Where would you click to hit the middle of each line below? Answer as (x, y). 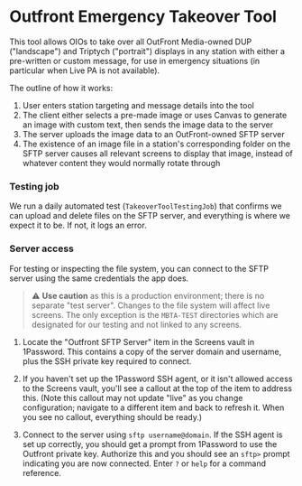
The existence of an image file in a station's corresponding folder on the (156, 144)
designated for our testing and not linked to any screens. (137, 324)
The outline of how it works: (61, 88)
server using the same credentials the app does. (99, 278)
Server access (41, 248)
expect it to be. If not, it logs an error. (78, 225)
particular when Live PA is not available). (85, 70)
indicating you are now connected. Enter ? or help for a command (144, 463)
